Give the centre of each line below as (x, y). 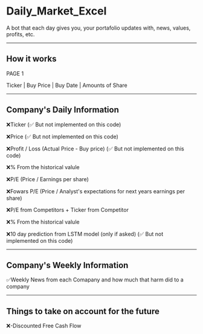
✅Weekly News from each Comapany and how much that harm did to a (95, 280)
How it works (31, 59)
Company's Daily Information (63, 110)
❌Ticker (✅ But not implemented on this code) (64, 124)
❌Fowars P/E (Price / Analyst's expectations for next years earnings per (96, 191)
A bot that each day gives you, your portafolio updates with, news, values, (98, 28)
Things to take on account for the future (83, 311)
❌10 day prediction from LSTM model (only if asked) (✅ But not (85, 234)
